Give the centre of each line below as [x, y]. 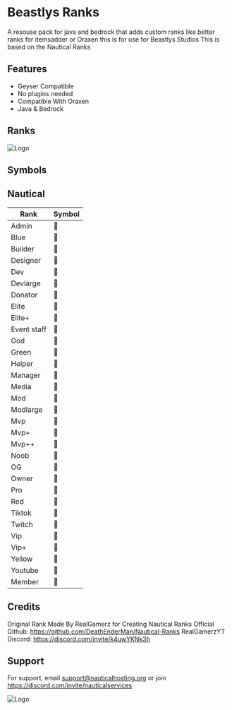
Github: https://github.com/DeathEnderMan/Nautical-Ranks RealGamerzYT [116, 631]
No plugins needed [45, 93]
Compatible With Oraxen [53, 101]
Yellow [22, 559]
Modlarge [27, 409]
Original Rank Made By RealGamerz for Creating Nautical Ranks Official [111, 624]
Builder [23, 249]
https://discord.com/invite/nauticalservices [70, 685]
